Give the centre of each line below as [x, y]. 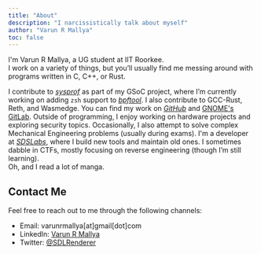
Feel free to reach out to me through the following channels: [105, 211]
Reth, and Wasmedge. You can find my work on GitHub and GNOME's [121, 109]
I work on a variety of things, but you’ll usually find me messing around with [130, 68]
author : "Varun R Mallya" [50, 30]
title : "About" [33, 15]
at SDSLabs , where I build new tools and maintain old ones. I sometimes [125, 142]
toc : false [26, 37]
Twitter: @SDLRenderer [58, 243]
